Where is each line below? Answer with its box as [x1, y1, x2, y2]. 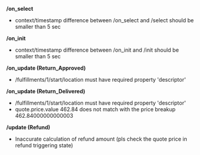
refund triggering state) [14, 142, 73, 149]
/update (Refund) [6, 124, 51, 131]
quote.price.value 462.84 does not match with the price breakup [14, 106, 176, 113]
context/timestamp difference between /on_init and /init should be [14, 46, 180, 53]
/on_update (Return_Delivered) [6, 88, 86, 95]
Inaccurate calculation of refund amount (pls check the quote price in [14, 135, 187, 142]
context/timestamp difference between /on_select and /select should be [14, 17, 194, 23]
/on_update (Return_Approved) [6, 64, 86, 71]
